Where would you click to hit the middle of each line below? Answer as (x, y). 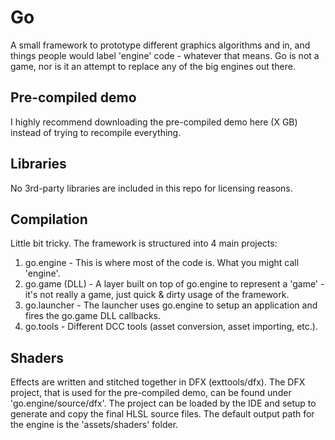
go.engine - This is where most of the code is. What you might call (162, 263)
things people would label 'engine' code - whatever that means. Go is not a (165, 55)
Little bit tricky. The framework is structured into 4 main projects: (144, 243)
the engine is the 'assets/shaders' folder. (94, 425)
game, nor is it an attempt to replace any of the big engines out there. (153, 66)
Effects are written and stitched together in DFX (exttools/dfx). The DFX (158, 382)
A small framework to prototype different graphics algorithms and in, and (160, 45)
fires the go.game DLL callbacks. (93, 316)
